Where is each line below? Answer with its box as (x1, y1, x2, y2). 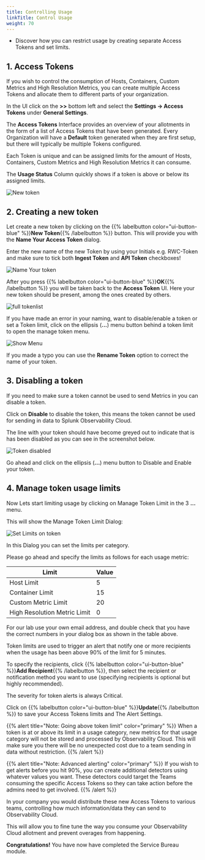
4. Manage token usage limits (6, 483, 121, 493)
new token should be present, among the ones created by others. (6, 291, 171, 298)
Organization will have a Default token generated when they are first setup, (6, 134, 196, 141)
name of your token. (6, 358, 58, 365)
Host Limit (9, 578, 39, 586)
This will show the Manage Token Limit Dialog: (6, 518, 124, 525)
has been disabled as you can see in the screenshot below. (6, 435, 155, 443)
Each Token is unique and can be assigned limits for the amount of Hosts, (6, 152, 192, 160)
